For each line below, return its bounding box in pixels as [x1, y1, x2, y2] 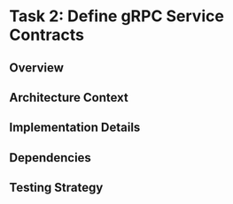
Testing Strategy [9, 180, 104, 195]
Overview [9, 60, 65, 75]
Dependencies [9, 150, 91, 165]
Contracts [9, 25, 85, 45]
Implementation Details [9, 120, 141, 135]
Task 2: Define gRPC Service [9, 6, 224, 26]
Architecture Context [9, 90, 128, 105]
